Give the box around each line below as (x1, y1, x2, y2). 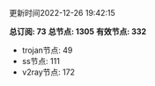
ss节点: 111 (21, 56, 60, 66)
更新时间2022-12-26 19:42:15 (9, 8, 116, 18)
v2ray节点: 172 (21, 67, 76, 77)
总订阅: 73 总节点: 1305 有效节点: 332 (9, 26, 147, 37)
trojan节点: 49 (21, 45, 73, 55)
